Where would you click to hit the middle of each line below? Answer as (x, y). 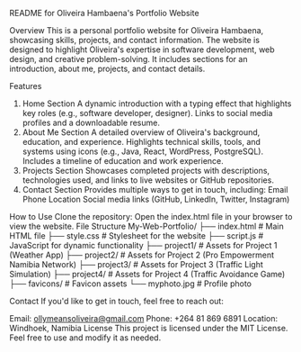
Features (26, 86)
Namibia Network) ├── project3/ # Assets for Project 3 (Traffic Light (136, 264)
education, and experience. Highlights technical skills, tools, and (141, 142)
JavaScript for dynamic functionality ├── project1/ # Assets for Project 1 (143, 245)
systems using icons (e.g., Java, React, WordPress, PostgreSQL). (143, 151)
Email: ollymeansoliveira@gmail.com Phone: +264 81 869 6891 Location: (144, 318)
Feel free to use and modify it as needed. (85, 338)
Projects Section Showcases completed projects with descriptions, (146, 171)
